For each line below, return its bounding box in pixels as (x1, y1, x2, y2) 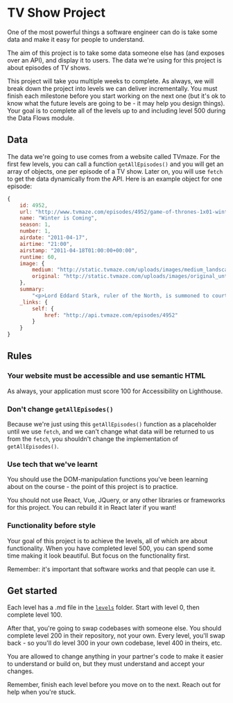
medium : (32, 266, 54, 274)
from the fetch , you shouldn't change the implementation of (7, 434, 179, 443)
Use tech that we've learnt (7, 459, 98, 469)
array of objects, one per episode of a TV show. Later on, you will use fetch (7, 167, 223, 175)
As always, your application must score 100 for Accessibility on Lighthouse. (7, 387, 223, 395)
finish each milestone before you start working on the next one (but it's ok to (7, 92, 226, 100)
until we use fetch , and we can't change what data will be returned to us (7, 427, 214, 436)
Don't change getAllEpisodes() (7, 404, 114, 414)
